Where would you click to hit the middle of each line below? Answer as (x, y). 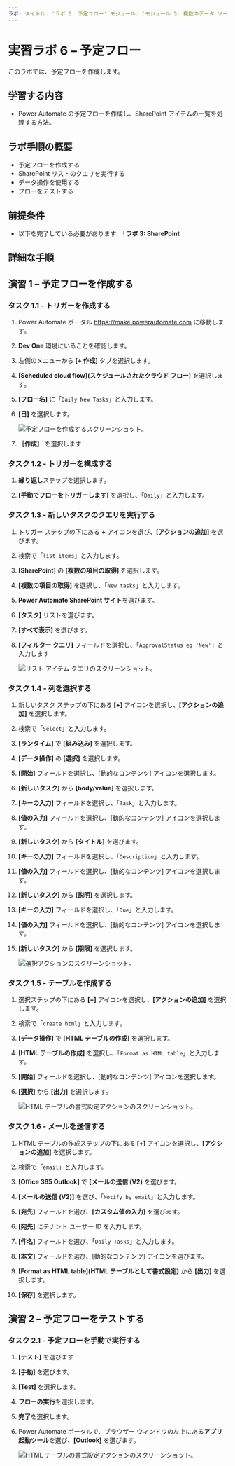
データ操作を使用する (49, 182)
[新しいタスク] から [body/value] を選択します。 (88, 788)
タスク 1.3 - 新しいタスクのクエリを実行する (82, 515)
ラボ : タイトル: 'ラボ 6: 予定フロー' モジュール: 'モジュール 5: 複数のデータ (112, 14)
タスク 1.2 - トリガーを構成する (60, 464)
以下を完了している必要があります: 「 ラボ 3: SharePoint (99, 233)
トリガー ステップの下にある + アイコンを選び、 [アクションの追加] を (117, 532)
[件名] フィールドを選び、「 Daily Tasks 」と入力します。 (98, 1241)
